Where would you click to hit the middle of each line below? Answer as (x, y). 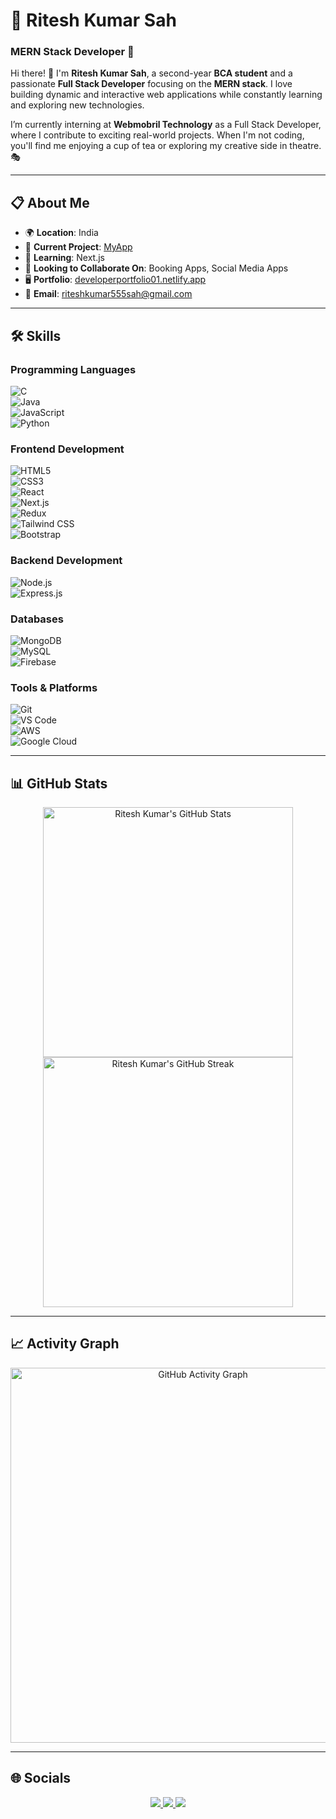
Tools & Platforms (54, 687)
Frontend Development (67, 449)
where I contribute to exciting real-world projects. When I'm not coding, (157, 135)
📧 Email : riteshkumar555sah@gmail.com (108, 294)
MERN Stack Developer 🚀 (72, 52)
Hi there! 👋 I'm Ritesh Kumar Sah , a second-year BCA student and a (151, 73)
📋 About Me (50, 202)
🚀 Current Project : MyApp (78, 247)
